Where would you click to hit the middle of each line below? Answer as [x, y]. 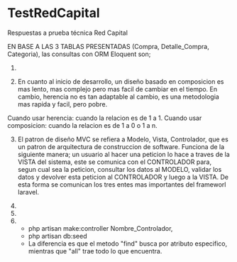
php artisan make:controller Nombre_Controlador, [100, 228]
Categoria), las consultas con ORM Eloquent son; [79, 54]
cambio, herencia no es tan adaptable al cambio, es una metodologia [118, 97]
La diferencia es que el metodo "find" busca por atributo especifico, [128, 244]
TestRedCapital [54, 13]
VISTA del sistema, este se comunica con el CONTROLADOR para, [115, 162]
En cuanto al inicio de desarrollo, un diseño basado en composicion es [121, 81]
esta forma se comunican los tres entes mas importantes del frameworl [122, 184]
